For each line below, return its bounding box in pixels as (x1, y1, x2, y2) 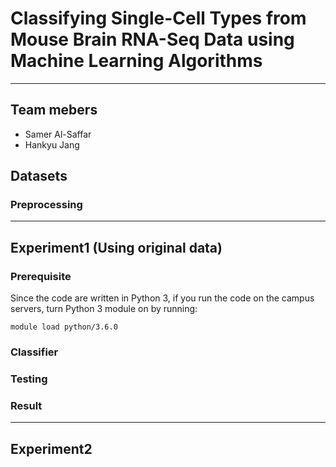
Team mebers (10, 102, 98, 119)
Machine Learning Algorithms (10, 50, 263, 72)
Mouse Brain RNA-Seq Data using (10, 28, 295, 51)
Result (10, 398, 43, 412)
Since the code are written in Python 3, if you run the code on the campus (10, 292, 315, 304)
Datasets (10, 168, 68, 185)
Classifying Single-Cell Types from (10, 7, 307, 30)
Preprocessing (10, 198, 83, 212)
